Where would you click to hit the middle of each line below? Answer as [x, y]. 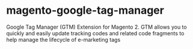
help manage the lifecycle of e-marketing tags [63, 39]
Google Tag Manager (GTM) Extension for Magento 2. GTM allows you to [97, 27]
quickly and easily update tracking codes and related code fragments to [95, 33]
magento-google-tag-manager [85, 10]
